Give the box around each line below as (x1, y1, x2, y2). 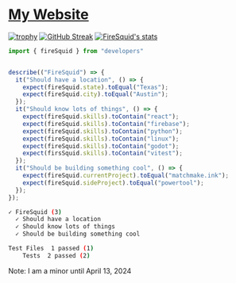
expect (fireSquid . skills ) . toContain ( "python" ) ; (22, 127, 183, 136)
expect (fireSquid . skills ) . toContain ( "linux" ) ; (22, 135, 180, 143)
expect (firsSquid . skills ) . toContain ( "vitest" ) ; (22, 149, 183, 158)
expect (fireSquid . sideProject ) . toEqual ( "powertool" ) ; (22, 178, 204, 187)
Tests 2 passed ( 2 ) (22, 251, 91, 259)
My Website (8, 6, 89, 24)
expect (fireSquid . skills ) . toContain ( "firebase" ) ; (22, 120, 191, 128)
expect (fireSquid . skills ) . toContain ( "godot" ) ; (22, 142, 180, 150)
